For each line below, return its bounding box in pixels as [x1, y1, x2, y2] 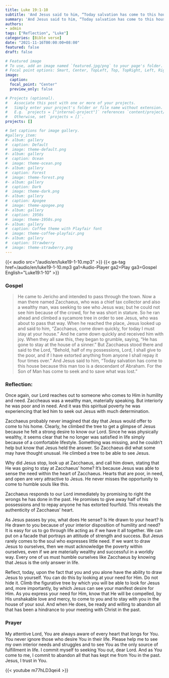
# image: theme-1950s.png [5, 217, 62, 222]
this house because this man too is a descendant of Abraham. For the [17, 363, 162, 369]
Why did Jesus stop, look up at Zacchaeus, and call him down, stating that [5, 460, 159, 466]
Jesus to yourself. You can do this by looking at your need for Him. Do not [5, 574, 158, 581]
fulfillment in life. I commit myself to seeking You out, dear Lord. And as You [5, 647, 162, 653]
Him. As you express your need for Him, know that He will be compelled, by [5, 590, 162, 597]
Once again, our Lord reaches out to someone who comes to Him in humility [5, 392, 163, 398]
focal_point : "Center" [10, 82, 57, 87]
